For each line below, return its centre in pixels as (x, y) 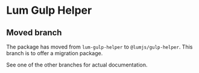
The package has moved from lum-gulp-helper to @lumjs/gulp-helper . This (99, 47)
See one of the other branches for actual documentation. (77, 65)
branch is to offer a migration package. (55, 53)
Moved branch (34, 33)
